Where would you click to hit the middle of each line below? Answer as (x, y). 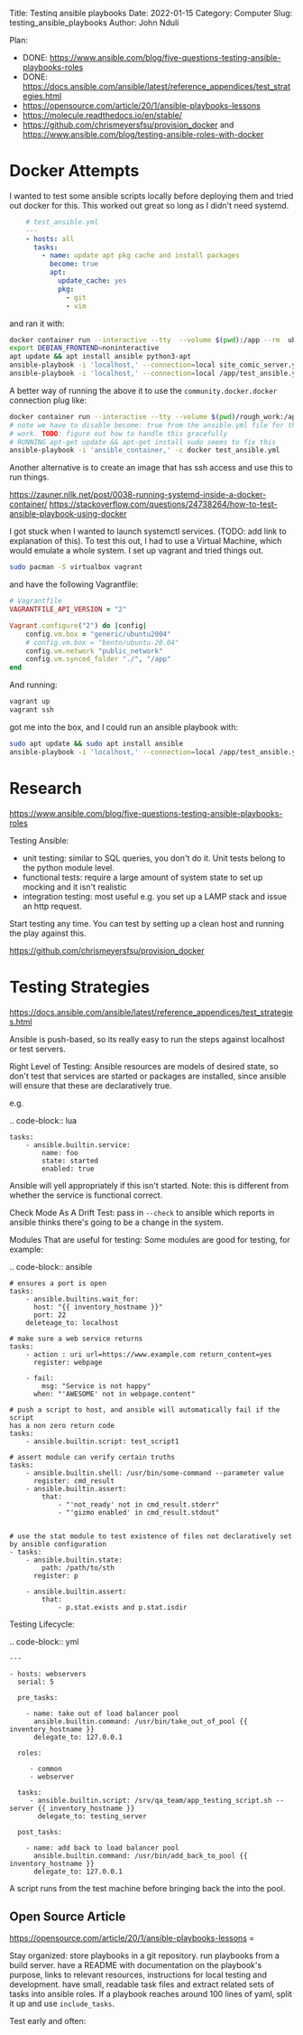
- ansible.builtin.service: (78, 1145)
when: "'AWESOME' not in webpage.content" (114, 1394)
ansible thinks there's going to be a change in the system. (116, 1222)
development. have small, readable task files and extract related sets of (142, 1984)
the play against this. (48, 933)
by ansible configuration (58, 1544)
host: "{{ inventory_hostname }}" (98, 1307)
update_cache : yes (92, 281)
